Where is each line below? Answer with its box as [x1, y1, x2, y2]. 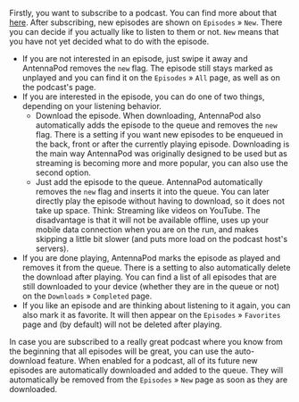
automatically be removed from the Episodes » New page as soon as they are [9, 374, 288, 385]
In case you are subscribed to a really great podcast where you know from [9, 337, 284, 347]
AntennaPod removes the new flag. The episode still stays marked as [21, 63, 274, 73]
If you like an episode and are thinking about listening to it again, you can [21, 300, 291, 311]
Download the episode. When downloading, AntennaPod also [35, 111, 262, 121]
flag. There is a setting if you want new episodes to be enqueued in [35, 130, 284, 139]
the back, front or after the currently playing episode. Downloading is [35, 138, 290, 149]
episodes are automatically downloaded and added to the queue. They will [9, 365, 284, 375]
